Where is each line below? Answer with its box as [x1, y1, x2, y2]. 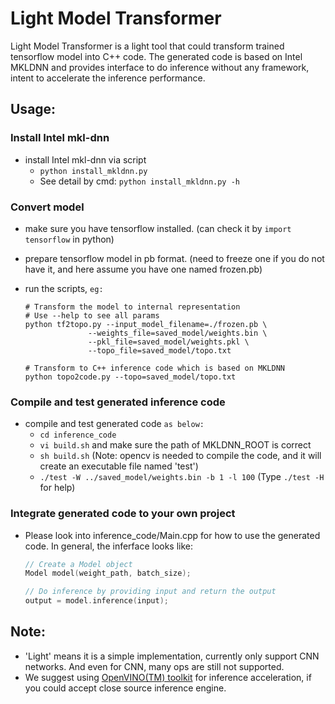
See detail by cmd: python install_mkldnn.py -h [39, 175, 241, 187]
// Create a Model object [24, 559, 133, 569]
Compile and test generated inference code [10, 395, 226, 409]
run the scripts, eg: [24, 282, 104, 294]
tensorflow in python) [24, 233, 115, 245]
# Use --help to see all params [24, 310, 160, 321]
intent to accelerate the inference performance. [10, 72, 206, 84]
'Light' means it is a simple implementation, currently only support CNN [24, 650, 320, 662]
